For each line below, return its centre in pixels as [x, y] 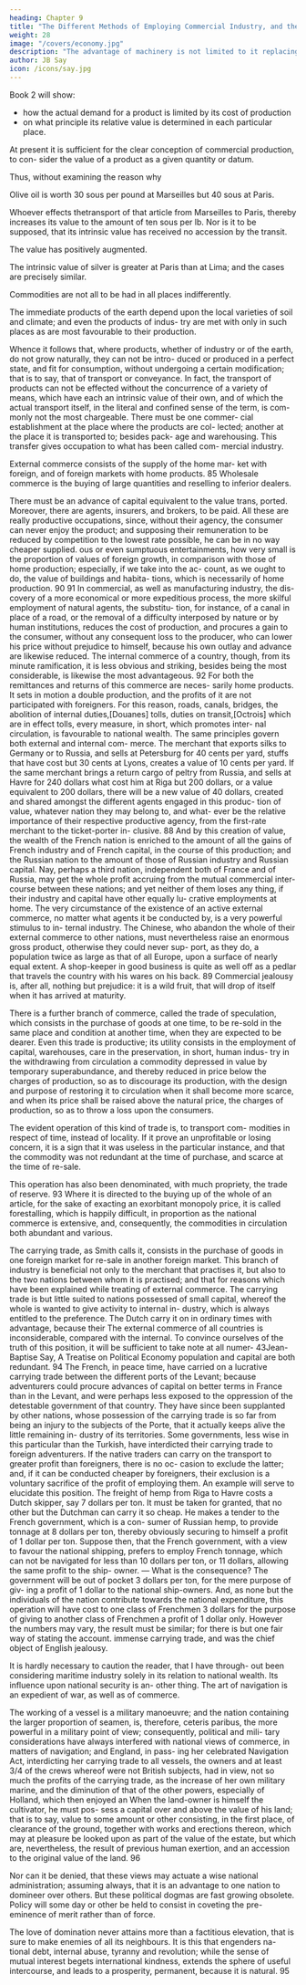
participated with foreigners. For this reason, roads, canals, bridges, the [144, 705]
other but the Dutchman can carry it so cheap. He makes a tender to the [144, 1512]
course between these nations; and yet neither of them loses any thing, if [147, 888]
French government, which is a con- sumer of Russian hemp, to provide [144, 1521]
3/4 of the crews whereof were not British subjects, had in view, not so [142, 1771]
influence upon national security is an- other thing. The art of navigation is [149, 1685]
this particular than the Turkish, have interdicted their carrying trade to [141, 1444]
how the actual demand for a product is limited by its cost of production [157, 112]
